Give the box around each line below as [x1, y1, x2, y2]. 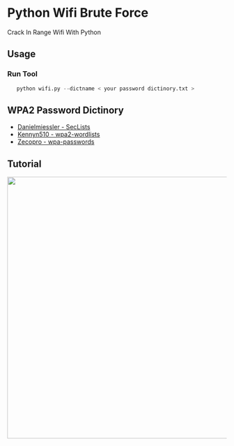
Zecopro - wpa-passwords [17, 137, 95, 146]
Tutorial [7, 158, 42, 170]
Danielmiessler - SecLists [17, 123, 91, 131]
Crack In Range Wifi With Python [7, 28, 101, 36]
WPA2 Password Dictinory [7, 104, 124, 116]
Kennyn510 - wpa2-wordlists [17, 131, 100, 139]
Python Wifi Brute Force [7, 5, 149, 21]
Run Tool [7, 69, 38, 79]
